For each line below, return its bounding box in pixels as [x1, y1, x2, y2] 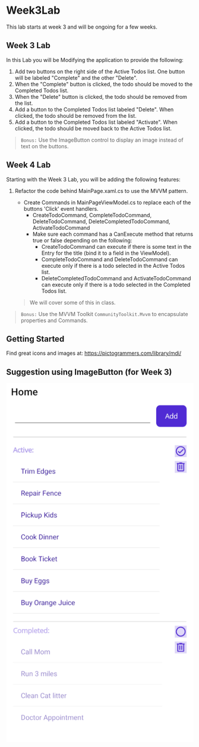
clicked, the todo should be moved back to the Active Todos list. [14, 124, 172, 132]
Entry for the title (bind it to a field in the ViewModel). [41, 249, 171, 257]
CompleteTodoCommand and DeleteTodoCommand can [41, 255, 178, 262]
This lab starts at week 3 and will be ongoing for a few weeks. [6, 23, 157, 30]
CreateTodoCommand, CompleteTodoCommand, [32, 211, 152, 218]
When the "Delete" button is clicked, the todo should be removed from [14, 93, 187, 100]
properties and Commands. [20, 317, 88, 324]
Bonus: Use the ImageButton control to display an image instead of [20, 136, 184, 143]
